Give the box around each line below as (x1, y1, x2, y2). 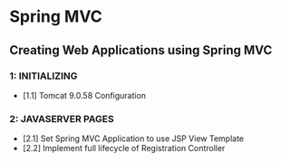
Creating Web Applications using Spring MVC (9, 43, 273, 58)
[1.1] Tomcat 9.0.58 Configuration (22, 90, 147, 100)
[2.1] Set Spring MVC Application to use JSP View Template (22, 133, 245, 144)
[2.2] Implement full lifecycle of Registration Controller (22, 143, 226, 154)
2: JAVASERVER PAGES (9, 112, 115, 125)
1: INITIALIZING (9, 70, 78, 82)
